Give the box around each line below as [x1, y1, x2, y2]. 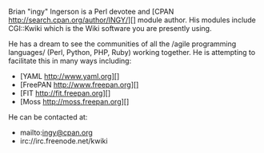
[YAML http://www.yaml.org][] [19, 72, 120, 80]
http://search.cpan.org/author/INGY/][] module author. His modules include [8, 15, 256, 25]
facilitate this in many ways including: [8, 56, 132, 65]
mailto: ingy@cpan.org [19, 127, 94, 137]
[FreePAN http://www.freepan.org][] [19, 80, 139, 89]
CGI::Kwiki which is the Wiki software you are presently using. [8, 24, 212, 33]
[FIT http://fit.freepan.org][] [19, 88, 110, 98]
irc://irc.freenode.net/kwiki [19, 136, 108, 146]
